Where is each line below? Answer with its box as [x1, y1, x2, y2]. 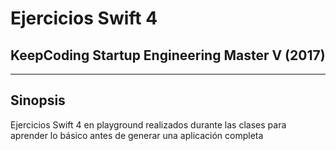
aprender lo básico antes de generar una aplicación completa [10, 129, 264, 141]
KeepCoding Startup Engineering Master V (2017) [10, 47, 326, 64]
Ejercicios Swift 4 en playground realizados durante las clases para [10, 118, 287, 131]
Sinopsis [10, 92, 66, 109]
